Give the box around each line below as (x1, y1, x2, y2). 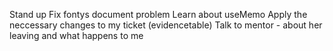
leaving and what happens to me (9, 30, 144, 41)
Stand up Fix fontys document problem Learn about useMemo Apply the (9, 9, 308, 20)
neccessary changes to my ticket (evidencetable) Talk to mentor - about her (9, 19, 323, 31)
